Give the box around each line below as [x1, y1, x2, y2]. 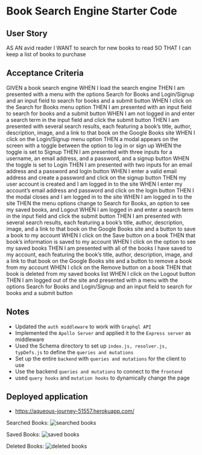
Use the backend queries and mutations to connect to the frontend [14, 367, 183, 375]
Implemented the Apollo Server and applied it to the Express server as [14, 329, 191, 336]
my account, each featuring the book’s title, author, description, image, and [6, 250, 193, 258]
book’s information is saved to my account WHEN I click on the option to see [6, 238, 196, 245]
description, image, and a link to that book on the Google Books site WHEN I [6, 129, 195, 136]
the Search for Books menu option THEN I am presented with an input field [6, 103, 192, 110]
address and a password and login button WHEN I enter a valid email [6, 167, 177, 174]
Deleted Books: [6, 442, 44, 450]
